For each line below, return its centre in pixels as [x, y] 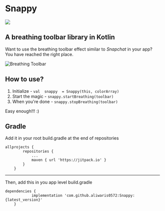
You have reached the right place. [39, 54]
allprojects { [20, 147]
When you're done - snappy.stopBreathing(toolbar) [65, 102]
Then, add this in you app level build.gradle [49, 183]
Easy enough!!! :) [22, 111]
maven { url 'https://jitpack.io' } [69, 160]
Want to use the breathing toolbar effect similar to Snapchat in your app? [79, 49]
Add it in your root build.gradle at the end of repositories [62, 138]
